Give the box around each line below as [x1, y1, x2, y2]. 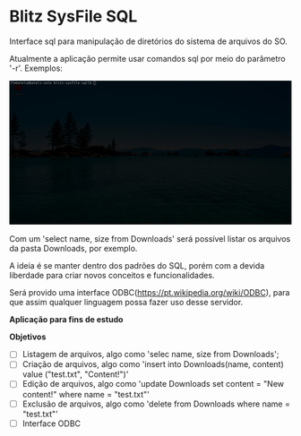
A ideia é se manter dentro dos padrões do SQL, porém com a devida [9, 261, 265, 271]
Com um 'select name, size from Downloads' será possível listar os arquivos [9, 234, 291, 244]
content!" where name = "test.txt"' [21, 389, 150, 399]
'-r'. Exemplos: [9, 63, 63, 73]
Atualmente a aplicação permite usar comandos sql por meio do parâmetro [9, 53, 286, 64]
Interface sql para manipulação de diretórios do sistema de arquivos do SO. [9, 36, 288, 47]
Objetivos [9, 331, 47, 342]
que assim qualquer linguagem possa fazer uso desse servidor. [9, 297, 244, 308]
